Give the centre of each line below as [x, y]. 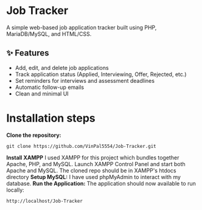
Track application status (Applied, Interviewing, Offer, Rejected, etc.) [101, 74]
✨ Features [28, 53]
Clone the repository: [34, 135]
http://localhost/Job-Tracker [45, 201]
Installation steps [51, 118]
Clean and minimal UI [42, 93]
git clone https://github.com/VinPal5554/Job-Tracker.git [81, 146]
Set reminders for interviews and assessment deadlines [85, 80]
